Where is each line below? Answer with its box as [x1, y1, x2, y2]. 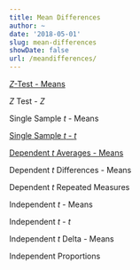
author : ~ [9, 21, 46, 30]
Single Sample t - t [9, 131, 77, 140]
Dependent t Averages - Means [9, 147, 124, 158]
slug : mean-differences [9, 37, 97, 47]
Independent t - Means [9, 199, 93, 210]
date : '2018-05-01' [9, 29, 82, 38]
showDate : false [9, 46, 69, 55]
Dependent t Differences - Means [9, 165, 132, 175]
